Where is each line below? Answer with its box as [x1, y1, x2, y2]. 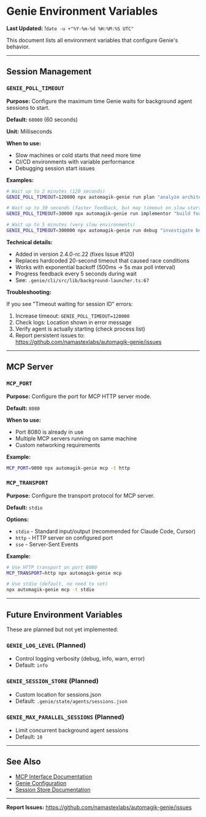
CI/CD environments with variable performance [15, 158, 135, 165]
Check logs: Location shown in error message [15, 318, 132, 326]
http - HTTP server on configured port [15, 534, 113, 541]
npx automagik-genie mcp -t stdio [6, 587, 95, 593]
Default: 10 [15, 733, 43, 740]
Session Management [6, 66, 92, 77]
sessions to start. [6, 104, 50, 111]
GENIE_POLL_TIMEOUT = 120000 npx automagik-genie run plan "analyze [6, 194, 180, 200]
